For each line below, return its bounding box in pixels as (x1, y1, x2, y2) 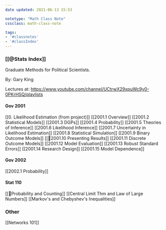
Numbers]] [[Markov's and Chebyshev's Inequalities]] (5, 196, 116, 202)
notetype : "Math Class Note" (5, 16, 66, 21)
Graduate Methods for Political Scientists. (5, 67, 91, 73)
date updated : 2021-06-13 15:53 (5, 7, 72, 12)
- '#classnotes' (5, 34, 39, 40)
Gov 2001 (5, 103, 26, 109)
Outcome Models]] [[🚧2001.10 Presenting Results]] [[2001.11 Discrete (5, 135, 146, 141)
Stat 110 (5, 180, 22, 186)
